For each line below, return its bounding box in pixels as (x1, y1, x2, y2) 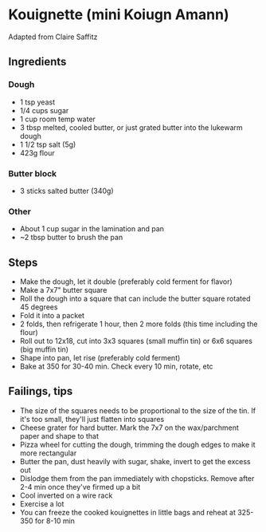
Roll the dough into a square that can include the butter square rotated (19, 294, 251, 304)
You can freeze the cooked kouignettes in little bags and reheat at (19, 507, 237, 517)
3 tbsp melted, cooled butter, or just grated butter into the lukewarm (19, 122, 243, 132)
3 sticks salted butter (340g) (19, 186, 114, 195)
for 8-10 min (34, 516, 76, 526)
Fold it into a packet (19, 311, 85, 321)
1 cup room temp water (19, 114, 96, 124)
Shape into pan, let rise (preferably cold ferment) (19, 353, 181, 363)
